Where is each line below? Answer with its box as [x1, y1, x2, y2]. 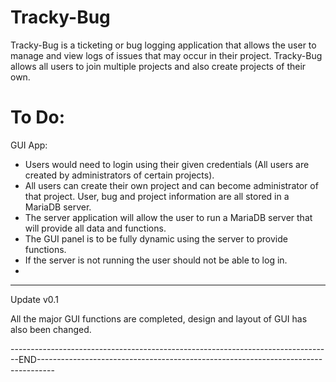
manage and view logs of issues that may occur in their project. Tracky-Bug [10, 49, 323, 61]
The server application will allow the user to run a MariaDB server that [24, 211, 313, 223]
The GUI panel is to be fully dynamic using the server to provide [24, 232, 288, 245]
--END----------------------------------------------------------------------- [10, 353, 323, 365]
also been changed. [10, 323, 92, 335]
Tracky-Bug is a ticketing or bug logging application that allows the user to [10, 39, 317, 51]
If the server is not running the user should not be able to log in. [24, 254, 288, 266]
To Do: [10, 106, 66, 129]
